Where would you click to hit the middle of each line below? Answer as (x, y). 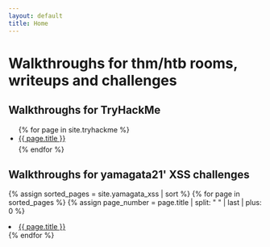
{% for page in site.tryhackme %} (75, 129)
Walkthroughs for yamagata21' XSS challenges (129, 174)
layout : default (35, 16)
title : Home (28, 23)
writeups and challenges (93, 80)
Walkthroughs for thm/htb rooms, (123, 63)
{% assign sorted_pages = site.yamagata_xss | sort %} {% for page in (124, 194)
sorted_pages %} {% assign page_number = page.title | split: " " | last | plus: (135, 203)
